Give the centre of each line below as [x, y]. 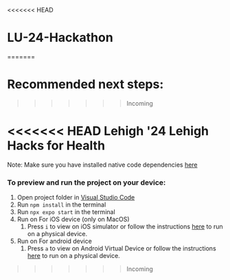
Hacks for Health [56, 146]
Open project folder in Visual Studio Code [76, 198]
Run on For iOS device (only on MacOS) [73, 220]
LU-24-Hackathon [60, 38]
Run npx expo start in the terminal [66, 212]
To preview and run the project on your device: [87, 183]
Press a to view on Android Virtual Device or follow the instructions [122, 248]
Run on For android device [55, 241]
